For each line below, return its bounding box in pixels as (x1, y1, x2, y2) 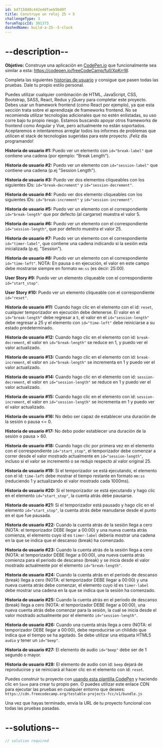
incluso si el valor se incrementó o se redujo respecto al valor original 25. (5, 459, 152, 464)
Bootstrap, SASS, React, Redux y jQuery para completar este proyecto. (5, 97, 147, 103)
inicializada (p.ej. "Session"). (5, 246, 63, 251)
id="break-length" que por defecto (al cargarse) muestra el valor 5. (5, 211, 141, 217)
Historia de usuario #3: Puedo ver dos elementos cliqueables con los (5, 177, 145, 183)
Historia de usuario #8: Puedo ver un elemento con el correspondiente (5, 255, 148, 261)
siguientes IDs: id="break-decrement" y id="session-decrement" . (5, 182, 134, 188)
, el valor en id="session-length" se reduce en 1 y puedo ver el (24, 379, 151, 385)
